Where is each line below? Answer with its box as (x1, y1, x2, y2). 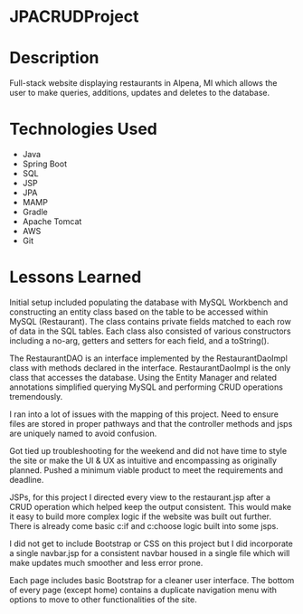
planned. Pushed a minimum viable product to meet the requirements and (9, 465, 283, 476)
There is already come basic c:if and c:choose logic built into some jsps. (9, 521, 279, 531)
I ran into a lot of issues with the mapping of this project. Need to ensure (9, 409, 279, 420)
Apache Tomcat (22, 216, 82, 227)
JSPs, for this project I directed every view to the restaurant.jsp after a (9, 492, 271, 503)
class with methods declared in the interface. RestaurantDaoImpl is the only (9, 363, 291, 373)
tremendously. (9, 392, 63, 401)
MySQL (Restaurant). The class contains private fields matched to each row (9, 316, 291, 326)
